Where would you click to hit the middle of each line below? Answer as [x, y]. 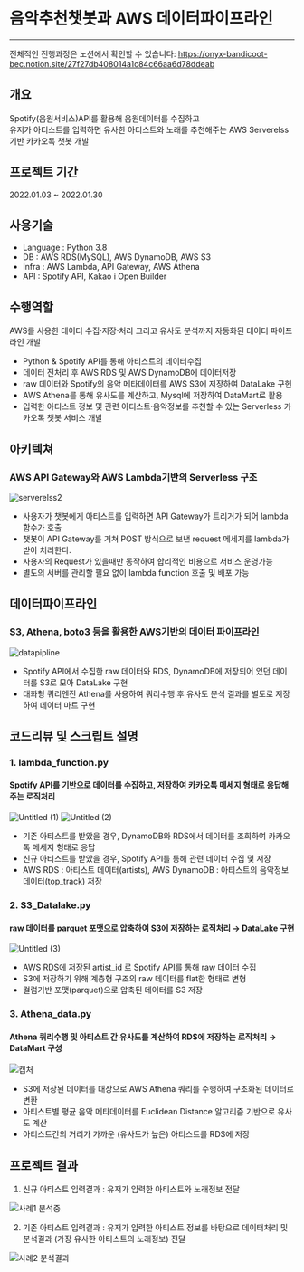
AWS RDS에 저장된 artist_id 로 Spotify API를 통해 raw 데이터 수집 [139, 967]
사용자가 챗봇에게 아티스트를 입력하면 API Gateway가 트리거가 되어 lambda [155, 516]
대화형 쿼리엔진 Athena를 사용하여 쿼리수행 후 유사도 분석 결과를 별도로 [148, 693]
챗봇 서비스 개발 [75, 418]
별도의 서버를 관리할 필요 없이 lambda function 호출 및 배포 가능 [136, 572]
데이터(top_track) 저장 [62, 881]
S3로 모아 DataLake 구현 [84, 682]
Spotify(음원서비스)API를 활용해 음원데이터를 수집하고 [105, 118]
